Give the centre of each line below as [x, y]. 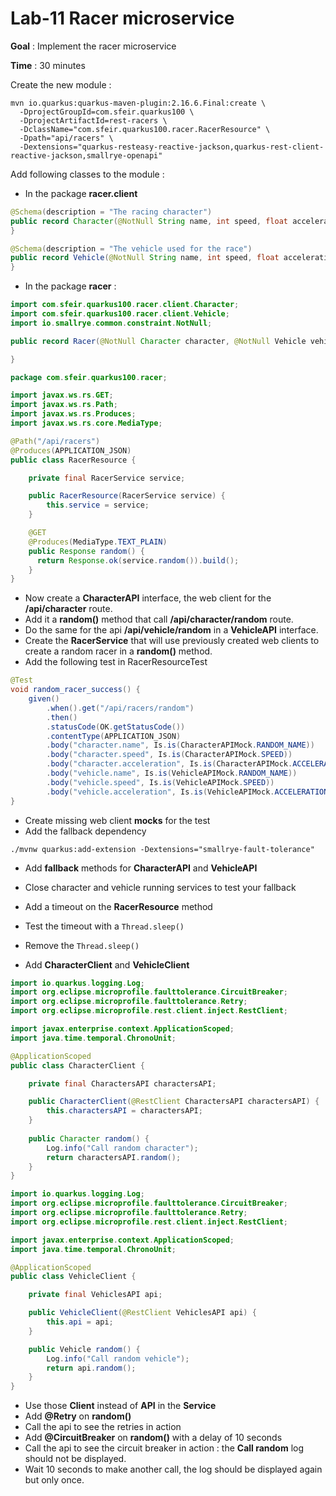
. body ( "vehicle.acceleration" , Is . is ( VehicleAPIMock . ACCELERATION [187, 792]
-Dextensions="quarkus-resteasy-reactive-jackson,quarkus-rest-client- [172, 147]
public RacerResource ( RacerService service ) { [127, 496]
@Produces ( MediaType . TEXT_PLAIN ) [98, 542]
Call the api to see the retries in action [103, 1427]
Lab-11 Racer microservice [122, 18]
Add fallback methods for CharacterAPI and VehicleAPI [141, 868]
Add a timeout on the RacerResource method [118, 906]
